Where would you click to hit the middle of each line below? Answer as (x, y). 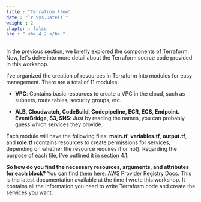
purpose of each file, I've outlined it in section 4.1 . (67, 155)
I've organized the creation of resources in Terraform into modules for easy (99, 76)
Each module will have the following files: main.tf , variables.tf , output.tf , (97, 136)
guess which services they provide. (59, 124)
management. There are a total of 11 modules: (62, 82)
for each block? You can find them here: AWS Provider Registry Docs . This (99, 173)
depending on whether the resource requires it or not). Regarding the (91, 149)
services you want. (30, 192)
